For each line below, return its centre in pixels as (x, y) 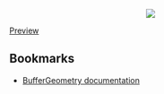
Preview (24, 30)
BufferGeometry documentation (81, 80)
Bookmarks (42, 59)
